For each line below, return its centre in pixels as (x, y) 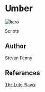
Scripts (12, 31)
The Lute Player (21, 84)
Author (16, 46)
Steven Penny (19, 58)
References (22, 73)
